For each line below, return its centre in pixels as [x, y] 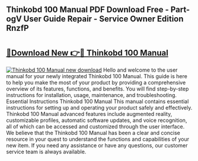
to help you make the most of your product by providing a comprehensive [96, 83]
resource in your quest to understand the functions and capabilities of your [98, 139]
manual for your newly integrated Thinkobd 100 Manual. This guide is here [97, 76]
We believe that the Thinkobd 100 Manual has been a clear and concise [93, 133]
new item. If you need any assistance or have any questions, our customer [97, 145]
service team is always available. [46, 152]
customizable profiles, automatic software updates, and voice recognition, [97, 120]
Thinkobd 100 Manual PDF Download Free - [87, 10]
